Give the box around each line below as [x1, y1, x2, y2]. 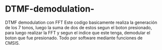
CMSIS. [5, 40, 20, 46]
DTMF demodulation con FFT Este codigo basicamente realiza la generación [5, 19, 158, 25]
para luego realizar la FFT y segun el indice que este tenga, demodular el [5, 30, 151, 35]
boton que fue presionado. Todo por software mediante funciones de [5, 35, 143, 41]
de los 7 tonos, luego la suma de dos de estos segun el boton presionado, [5, 24, 152, 30]
